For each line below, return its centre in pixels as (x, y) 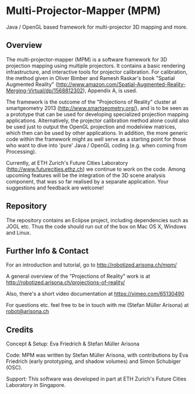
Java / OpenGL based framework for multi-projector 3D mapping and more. (97, 27)
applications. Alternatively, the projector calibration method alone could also (98, 120)
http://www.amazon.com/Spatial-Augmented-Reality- (121, 84)
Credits (20, 329)
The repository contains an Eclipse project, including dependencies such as (97, 220)
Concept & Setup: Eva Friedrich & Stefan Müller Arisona (73, 344)
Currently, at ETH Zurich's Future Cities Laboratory (67, 163)
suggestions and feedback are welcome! (55, 188)
